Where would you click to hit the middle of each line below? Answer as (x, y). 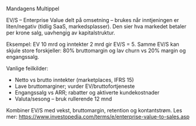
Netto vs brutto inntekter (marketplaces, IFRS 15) (74, 80)
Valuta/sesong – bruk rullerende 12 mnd (63, 99)
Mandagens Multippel (33, 9)
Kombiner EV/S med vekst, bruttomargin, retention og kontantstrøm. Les (94, 110)
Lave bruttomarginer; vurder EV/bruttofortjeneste (75, 86)
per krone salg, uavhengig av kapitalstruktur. (61, 33)
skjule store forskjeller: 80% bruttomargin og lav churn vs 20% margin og (96, 51)
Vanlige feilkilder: (27, 68)
